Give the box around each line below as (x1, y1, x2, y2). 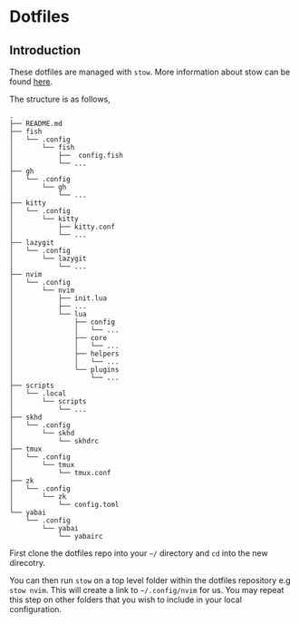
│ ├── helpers (9, 349, 120, 358)
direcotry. (9, 558, 45, 568)
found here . (9, 76, 53, 87)
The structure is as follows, (9, 93, 111, 104)
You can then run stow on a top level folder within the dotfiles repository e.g (9, 575, 292, 586)
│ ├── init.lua (9, 294, 107, 303)
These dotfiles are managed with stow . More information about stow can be (9, 66, 291, 77)
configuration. (9, 604, 62, 614)
